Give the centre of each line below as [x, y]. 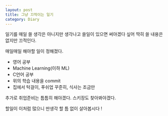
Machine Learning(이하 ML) [41, 68]
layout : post [19, 10]
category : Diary [22, 19]
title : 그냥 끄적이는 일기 [29, 15]
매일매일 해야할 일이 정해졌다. [34, 51]
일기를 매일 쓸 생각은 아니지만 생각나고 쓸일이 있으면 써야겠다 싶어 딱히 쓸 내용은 [84, 34]
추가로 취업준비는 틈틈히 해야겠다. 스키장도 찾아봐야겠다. [61, 98]
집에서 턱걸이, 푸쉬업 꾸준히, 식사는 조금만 [54, 87]
